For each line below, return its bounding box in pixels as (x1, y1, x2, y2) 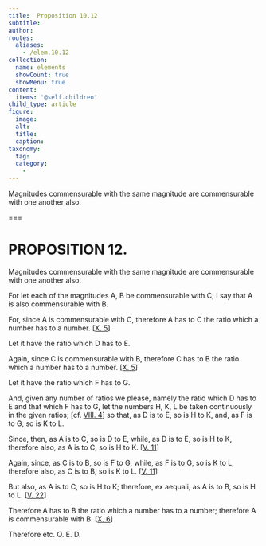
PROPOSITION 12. (8, 240, 128, 259)
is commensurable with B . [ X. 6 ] (8, 514, 114, 524)
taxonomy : (8, 145, 41, 153)
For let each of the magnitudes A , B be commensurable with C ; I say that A (8, 291, 253, 300)
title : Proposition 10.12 (8, 11, 98, 20)
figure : (8, 108, 34, 116)
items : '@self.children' (15, 93, 98, 101)
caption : (15, 137, 45, 146)
